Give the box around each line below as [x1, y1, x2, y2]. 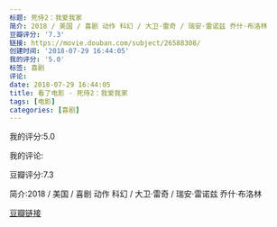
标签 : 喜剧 [9, 64, 45, 73]
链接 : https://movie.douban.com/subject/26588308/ [9, 38, 201, 48]
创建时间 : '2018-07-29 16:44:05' [9, 47, 130, 56]
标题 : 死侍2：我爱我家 [9, 13, 83, 23]
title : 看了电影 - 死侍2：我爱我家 [9, 88, 128, 97]
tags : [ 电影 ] [9, 96, 56, 106]
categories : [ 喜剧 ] [9, 105, 80, 114]
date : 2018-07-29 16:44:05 [9, 80, 111, 89]
